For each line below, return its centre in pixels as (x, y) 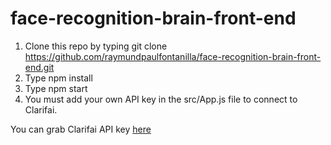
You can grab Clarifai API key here (81, 129)
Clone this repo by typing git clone (96, 46)
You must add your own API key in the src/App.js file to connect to (161, 99)
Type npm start (56, 88)
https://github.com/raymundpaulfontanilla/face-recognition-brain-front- (173, 56)
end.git (39, 67)
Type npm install (58, 78)
